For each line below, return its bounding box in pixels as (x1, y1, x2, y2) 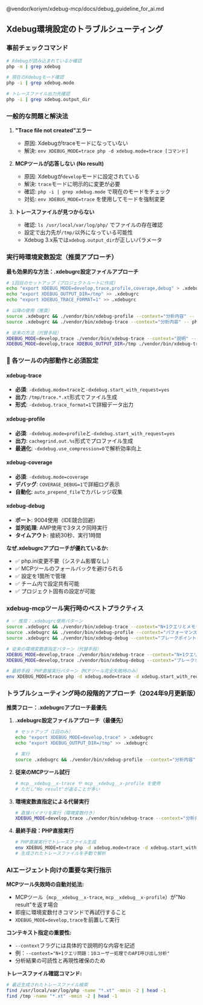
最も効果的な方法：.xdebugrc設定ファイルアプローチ (6, 268, 139, 275)
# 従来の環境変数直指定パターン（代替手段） (6, 646, 101, 652)
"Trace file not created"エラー (14, 127, 92, 134)
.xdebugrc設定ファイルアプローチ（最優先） (14, 717, 127, 724)
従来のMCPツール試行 (14, 768, 71, 775)
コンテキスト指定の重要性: (6, 929, 72, 936)
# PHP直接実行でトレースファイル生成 (14, 839, 97, 845)
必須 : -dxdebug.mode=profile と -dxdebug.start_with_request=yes (14, 429, 175, 437)
